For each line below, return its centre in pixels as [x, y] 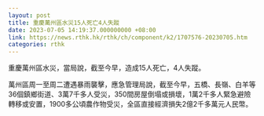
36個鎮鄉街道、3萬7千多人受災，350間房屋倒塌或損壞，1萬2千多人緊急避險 [130, 94]
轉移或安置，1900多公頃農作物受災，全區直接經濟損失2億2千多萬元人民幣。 [130, 104]
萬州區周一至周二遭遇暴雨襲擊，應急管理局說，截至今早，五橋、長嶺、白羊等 [132, 85]
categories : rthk [37, 45]
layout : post [29, 15]
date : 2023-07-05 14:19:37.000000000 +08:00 [82, 30]
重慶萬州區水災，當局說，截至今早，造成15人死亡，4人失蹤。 [107, 68]
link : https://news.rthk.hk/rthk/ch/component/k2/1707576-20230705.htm [128, 37]
